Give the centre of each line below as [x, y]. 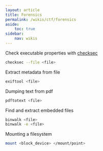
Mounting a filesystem [29, 134]
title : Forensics [24, 15]
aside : [12, 24]
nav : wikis [26, 39]
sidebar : [15, 34]
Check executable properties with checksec [51, 53]
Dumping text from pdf [29, 91]
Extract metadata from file [33, 72]
